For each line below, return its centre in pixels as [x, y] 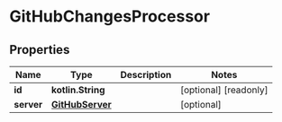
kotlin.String [78, 90]
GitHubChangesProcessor [109, 17]
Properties [40, 50]
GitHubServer [81, 105]
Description [146, 75]
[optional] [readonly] [224, 90]
